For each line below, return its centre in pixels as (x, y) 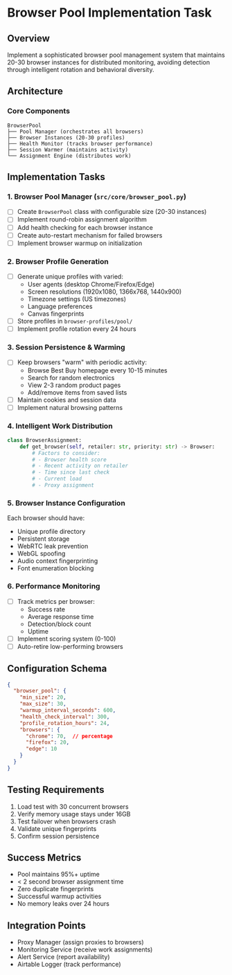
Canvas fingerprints (56, 314)
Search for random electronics (71, 377)
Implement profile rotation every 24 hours (77, 329)
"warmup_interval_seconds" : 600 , (68, 710)
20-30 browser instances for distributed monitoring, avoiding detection (108, 62)
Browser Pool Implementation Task (110, 13)
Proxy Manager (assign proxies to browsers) (80, 942)
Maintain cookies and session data (66, 400)
